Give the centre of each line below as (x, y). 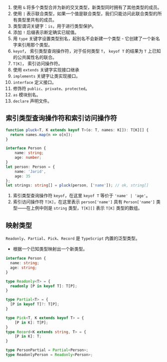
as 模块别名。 (27, 95)
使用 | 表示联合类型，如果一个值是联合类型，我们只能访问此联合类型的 (85, 13)
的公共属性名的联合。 (35, 57)
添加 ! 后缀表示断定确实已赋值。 (46, 32)
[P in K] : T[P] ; (32, 323)
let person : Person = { (30, 167)
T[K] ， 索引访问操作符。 (38, 63)
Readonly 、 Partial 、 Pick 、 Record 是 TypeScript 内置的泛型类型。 (73, 238)
